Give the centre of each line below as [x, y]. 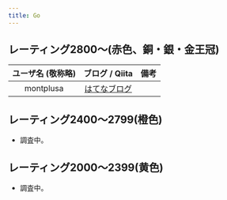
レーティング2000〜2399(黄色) [86, 167]
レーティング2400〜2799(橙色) [85, 119]
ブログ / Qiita [108, 74]
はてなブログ [108, 89]
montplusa [44, 89]
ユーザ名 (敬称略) [44, 74]
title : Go [25, 15]
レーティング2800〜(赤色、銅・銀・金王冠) [114, 49]
